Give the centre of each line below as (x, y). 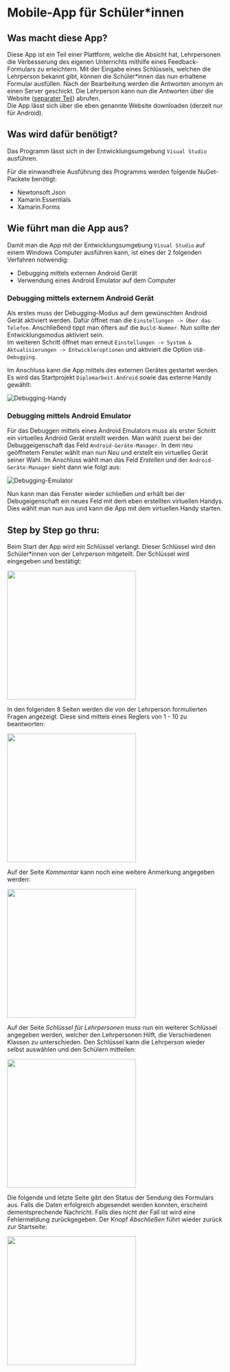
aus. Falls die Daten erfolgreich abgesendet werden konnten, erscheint (107, 1205)
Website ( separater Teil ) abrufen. (54, 98)
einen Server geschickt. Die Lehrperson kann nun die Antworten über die (111, 91)
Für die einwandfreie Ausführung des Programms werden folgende (102, 171)
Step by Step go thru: (53, 530)
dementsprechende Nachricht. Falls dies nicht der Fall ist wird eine (101, 1212)
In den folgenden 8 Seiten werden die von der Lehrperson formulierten (107, 710)
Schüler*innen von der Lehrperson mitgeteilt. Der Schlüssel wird (98, 554)
